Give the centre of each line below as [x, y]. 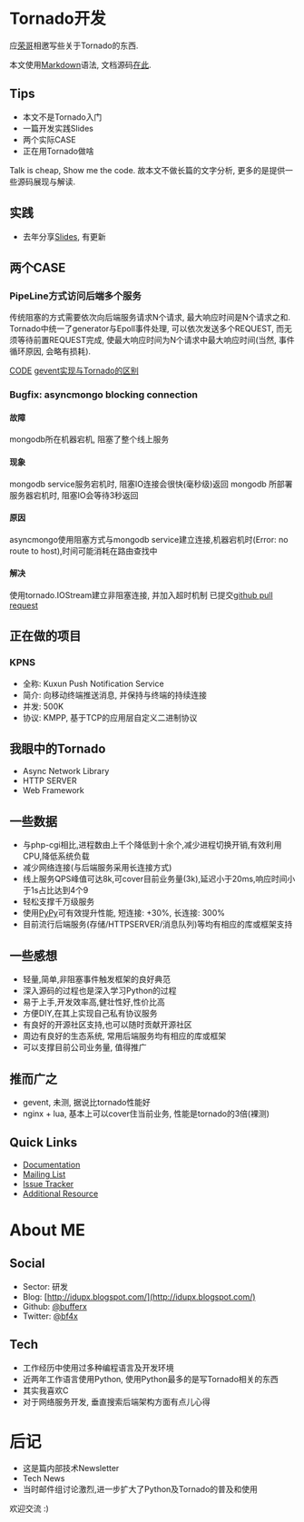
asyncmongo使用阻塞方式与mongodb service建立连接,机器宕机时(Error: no [149, 539]
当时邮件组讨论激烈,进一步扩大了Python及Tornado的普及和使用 [140, 1489]
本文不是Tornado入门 [62, 117]
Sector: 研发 [45, 1286]
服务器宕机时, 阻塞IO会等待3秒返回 [74, 495]
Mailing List [44, 1174]
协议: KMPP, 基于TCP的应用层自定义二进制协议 [110, 717]
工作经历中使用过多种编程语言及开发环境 [98, 1368]
